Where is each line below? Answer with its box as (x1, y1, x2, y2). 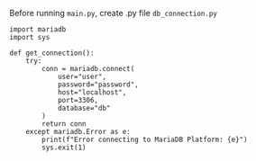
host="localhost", (57, 88, 127, 97)
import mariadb (9, 25, 67, 34)
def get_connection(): (9, 49, 95, 58)
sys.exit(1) (41, 143, 87, 152)
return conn (41, 120, 87, 129)
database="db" (57, 103, 111, 112)
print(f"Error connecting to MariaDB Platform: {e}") (41, 135, 248, 144)
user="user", (57, 72, 106, 81)
